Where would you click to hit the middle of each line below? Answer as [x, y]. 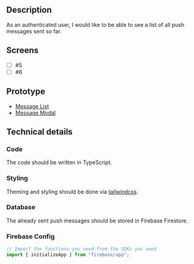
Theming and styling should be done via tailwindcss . [72, 191]
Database [21, 207]
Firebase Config [31, 236]
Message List [32, 106]
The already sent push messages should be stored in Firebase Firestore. [97, 220]
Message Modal [35, 113]
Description [29, 10]
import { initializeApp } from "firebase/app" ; [68, 255]
